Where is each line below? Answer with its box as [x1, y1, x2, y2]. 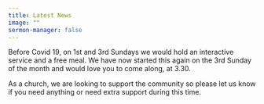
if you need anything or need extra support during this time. [8, 88, 202, 97]
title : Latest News [8, 11, 72, 20]
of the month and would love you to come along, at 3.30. [8, 64, 191, 74]
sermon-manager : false [8, 26, 82, 34]
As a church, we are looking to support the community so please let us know [8, 79, 257, 88]
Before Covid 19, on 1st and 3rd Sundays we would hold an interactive [8, 48, 234, 57]
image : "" [8, 19, 41, 27]
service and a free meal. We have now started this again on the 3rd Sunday [8, 56, 252, 65]
